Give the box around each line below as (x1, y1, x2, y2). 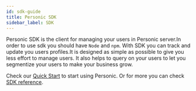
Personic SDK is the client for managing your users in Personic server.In (6, 36, 181, 43)
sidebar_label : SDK (6, 19, 54, 25)
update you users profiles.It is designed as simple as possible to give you (6, 48, 184, 56)
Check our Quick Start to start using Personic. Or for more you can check (6, 72, 185, 80)
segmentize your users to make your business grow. (6, 61, 133, 68)
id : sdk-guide (6, 8, 41, 15)
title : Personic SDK (6, 14, 57, 20)
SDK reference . (6, 79, 44, 86)
